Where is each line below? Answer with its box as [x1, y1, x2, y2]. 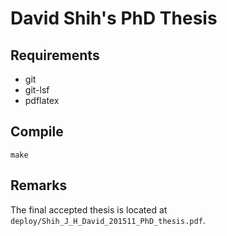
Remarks [10, 177, 68, 194]
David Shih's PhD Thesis [10, 7, 218, 30]
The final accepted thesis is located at [10, 203, 168, 216]
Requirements [10, 47, 100, 64]
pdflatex [24, 95, 60, 106]
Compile [10, 123, 64, 141]
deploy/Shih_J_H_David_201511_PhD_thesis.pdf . [10, 214, 206, 226]
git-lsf [24, 84, 50, 96]
